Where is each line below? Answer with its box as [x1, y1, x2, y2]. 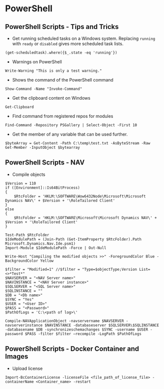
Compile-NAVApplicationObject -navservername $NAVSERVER [5, 318, 124, 323]
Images [5, 352, 28, 361]
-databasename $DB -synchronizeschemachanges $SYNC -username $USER [5, 327, 148, 332]
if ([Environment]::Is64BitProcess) [5, 185, 80, 190]
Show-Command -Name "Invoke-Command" [5, 86, 82, 91]
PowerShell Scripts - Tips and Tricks [5, 23, 119, 31]
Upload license [12, 365, 43, 371]
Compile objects [12, 171, 46, 177]
